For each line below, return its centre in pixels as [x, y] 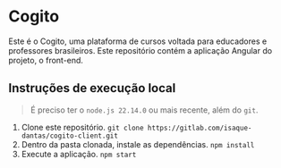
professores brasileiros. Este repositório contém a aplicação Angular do [140, 50]
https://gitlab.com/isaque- [200, 128]
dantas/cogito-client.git [69, 136]
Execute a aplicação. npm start [79, 154]
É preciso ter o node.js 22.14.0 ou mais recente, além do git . [144, 110]
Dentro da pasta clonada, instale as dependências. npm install [138, 144]
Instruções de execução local [92, 88]
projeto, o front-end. [46, 60]
